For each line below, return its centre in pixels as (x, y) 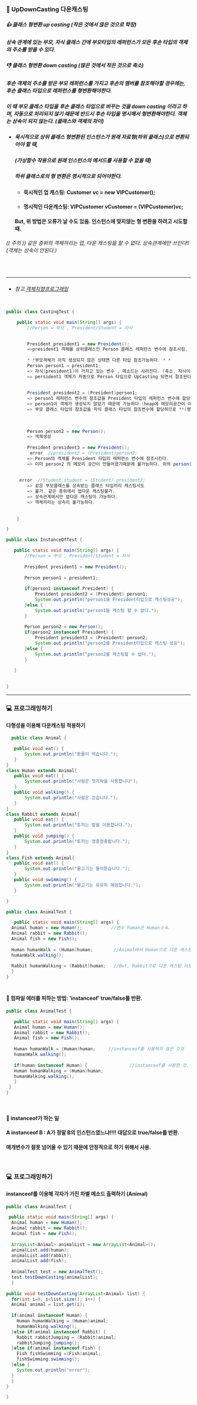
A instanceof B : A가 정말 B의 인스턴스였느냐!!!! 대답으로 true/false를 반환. (93, 1132)
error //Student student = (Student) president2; (82, 480)
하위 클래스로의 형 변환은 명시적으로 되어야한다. (68, 176)
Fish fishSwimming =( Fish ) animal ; (59, 1354)
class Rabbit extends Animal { (43, 814)
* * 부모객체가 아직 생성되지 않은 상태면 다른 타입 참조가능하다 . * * (99, 360)
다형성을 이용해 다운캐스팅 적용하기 (46, 725)
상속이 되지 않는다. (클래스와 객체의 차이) (58, 121)
